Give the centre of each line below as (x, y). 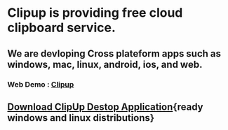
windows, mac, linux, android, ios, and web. (105, 64)
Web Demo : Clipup (41, 84)
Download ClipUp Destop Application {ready (105, 107)
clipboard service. (61, 28)
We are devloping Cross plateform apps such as (114, 53)
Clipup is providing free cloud (95, 13)
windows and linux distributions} (81, 118)
